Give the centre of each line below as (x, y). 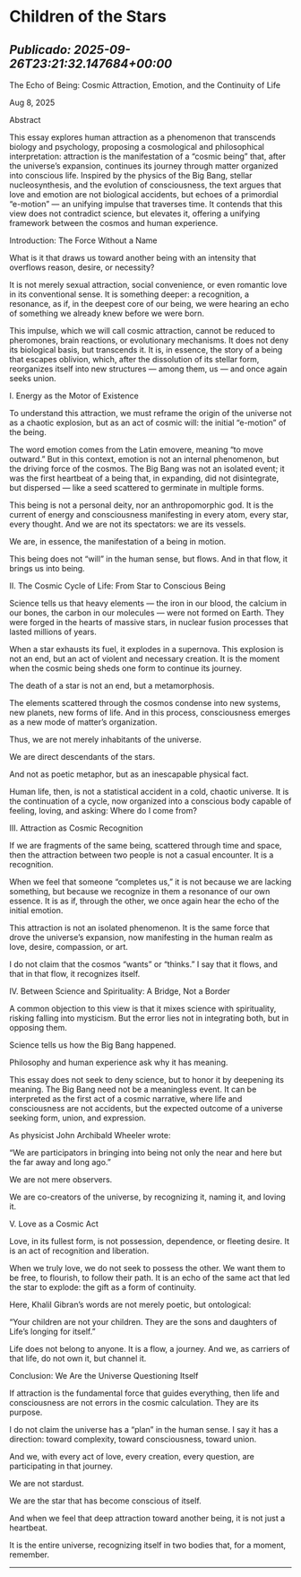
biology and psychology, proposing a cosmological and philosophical (137, 147)
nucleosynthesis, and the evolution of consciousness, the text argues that (146, 185)
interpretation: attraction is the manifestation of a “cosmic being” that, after (148, 156)
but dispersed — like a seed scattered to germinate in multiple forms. (137, 488)
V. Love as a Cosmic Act (54, 1224)
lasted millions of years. (53, 632)
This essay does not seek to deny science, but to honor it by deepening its (147, 1080)
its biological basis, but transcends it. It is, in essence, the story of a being (146, 350)
